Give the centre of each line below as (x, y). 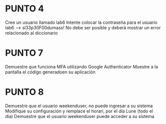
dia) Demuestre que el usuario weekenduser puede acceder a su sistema (80, 116)
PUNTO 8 (25, 92)
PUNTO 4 (25, 9)
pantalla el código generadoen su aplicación (50, 72)
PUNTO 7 (24, 53)
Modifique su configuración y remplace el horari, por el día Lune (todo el (79, 111)
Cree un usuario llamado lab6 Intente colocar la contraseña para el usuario (81, 22)
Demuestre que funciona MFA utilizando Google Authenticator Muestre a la (82, 66)
